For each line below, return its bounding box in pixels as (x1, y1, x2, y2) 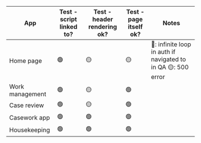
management (9, 90, 47, 98)
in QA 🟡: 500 (151, 63, 189, 71)
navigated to (151, 55, 187, 63)
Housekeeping (9, 126, 50, 134)
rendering (88, 23, 117, 31)
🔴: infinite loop (151, 40, 191, 48)
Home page (9, 56, 42, 65)
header (92, 15, 114, 23)
